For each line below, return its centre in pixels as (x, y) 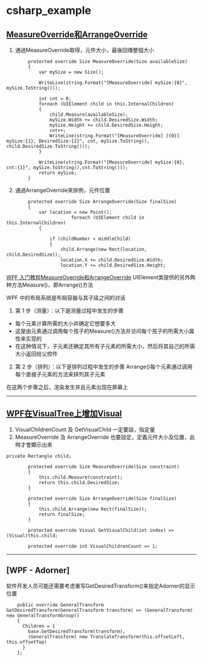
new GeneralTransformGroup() (43, 616)
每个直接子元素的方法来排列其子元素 (60, 374)
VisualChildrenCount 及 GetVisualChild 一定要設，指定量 (85, 429)
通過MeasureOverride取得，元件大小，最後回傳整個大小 (84, 50)
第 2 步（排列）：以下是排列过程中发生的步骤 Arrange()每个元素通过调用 (104, 367)
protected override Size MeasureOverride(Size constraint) (104, 467)
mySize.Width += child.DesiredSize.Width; (104, 120)
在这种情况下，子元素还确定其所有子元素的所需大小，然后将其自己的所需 (105, 346)
